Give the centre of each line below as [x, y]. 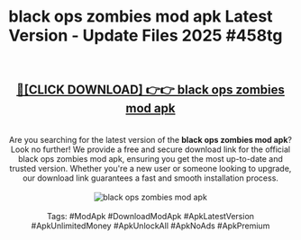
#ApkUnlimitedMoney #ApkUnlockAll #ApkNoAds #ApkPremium [150, 226]
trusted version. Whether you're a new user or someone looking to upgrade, [150, 168]
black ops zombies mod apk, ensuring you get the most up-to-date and [150, 158]
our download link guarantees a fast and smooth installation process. [150, 178]
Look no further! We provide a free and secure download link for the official [150, 149]
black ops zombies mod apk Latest [141, 17]
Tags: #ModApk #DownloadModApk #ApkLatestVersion [150, 216]
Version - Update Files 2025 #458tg [146, 36]
